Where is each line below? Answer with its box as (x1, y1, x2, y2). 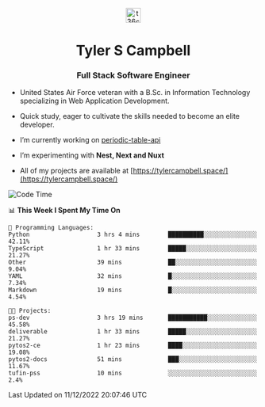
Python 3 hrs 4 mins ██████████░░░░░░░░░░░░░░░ (8, 230, 258, 239)
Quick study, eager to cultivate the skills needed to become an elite (19, 112, 240, 121)
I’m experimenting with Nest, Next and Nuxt (19, 150, 165, 160)
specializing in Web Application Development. (19, 96, 170, 106)
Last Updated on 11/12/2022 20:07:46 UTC (8, 390, 148, 400)
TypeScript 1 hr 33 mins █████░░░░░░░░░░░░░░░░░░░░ (8, 245, 258, 253)
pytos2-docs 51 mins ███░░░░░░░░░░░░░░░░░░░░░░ (8, 356, 258, 363)
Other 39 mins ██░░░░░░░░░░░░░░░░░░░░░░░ (8, 258, 258, 267)
